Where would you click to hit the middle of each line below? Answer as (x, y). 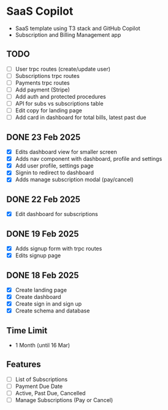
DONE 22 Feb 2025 (44, 199)
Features (24, 364)
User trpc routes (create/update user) (63, 69)
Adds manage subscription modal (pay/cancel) (74, 180)
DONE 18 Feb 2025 (43, 275)
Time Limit (27, 331)
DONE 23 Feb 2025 (44, 137)
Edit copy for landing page (49, 110)
